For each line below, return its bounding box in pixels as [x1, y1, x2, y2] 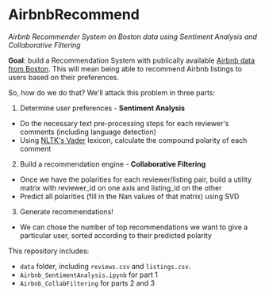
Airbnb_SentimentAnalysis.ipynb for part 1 [19, 270, 159, 279]
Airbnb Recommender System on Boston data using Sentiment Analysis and [8, 32, 258, 41]
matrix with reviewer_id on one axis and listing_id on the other [19, 183, 222, 192]
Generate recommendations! [19, 206, 113, 216]
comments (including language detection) [19, 127, 157, 136]
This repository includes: [8, 246, 90, 256]
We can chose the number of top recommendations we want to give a [19, 222, 248, 232]
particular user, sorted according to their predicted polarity [19, 230, 213, 240]
